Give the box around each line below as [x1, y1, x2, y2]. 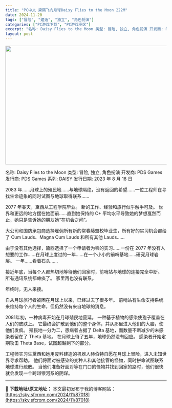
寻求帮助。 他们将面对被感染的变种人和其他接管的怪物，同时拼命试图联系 [9, 357, 164, 363]
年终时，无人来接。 [5, 286, 46, 292]
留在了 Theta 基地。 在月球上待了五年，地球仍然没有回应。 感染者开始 [14, 334, 162, 339]
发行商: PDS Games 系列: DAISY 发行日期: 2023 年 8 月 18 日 [5, 176, 133, 182]
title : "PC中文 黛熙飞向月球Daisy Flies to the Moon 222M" [5, 7, 128, 13]
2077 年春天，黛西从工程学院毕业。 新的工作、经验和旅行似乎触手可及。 [5, 204, 158, 210]
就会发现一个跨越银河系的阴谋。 [5, 370, 73, 376]
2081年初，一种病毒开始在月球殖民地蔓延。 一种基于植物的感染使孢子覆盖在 [5, 314, 165, 320]
